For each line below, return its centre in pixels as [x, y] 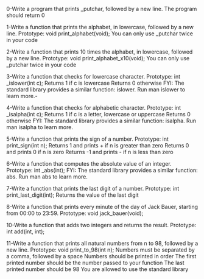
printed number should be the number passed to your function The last [95, 263]
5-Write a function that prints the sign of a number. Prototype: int [88, 139]
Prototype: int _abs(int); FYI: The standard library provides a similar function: [102, 170]
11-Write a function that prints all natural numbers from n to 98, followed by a [102, 243]
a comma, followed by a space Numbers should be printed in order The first [101, 256]
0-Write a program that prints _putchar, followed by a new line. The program [102, 9]
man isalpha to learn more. [40, 127]
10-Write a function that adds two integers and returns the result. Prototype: [101, 225]
